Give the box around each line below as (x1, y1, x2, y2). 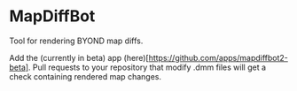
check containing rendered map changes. (9, 71, 162, 81)
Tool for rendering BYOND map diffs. (9, 35, 144, 46)
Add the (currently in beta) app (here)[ (9, 52, 149, 63)
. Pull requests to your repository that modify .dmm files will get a (27, 62, 267, 72)
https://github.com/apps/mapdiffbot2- (148, 52, 288, 63)
